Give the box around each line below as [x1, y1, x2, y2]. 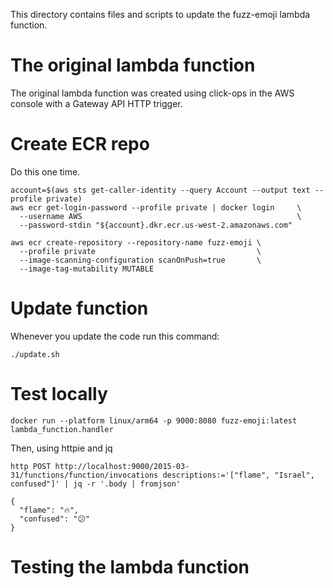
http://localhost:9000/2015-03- [54, 461, 190, 471]
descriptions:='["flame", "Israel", [162, 470, 315, 480]
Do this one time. [10, 165, 81, 178]
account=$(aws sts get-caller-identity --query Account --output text [10, 185, 311, 195]
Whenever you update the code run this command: [10, 330, 220, 342]
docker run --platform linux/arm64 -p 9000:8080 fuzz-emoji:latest [10, 415, 298, 426]
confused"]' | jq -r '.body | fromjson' [10, 479, 182, 489]
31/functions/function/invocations [10, 470, 159, 480]
